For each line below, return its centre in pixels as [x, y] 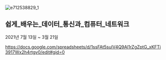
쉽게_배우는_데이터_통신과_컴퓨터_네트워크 [67, 24]
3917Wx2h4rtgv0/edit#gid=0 [35, 52]
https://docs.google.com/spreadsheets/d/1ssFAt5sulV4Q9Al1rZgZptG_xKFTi [83, 47]
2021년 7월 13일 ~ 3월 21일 [32, 37]
